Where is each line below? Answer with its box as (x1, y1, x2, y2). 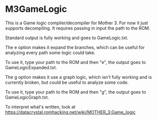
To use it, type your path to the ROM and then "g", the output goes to (5, 89, 147, 95)
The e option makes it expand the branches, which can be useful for (5, 44, 145, 50)
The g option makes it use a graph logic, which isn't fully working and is (5, 74, 152, 80)
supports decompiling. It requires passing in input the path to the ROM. (5, 25, 151, 31)
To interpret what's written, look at (5, 104, 76, 110)
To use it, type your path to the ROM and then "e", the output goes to (5, 59, 146, 65)
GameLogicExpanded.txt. (5, 64, 57, 70)
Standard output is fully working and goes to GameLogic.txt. (5, 35, 129, 41)
